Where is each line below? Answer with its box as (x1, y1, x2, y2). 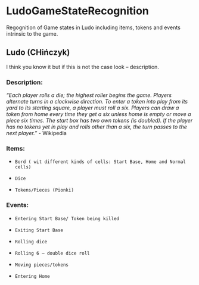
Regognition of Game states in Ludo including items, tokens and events (6, 24, 181, 31)
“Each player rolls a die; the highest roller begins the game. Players (6, 92, 172, 99)
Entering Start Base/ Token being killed (14, 215, 119, 221)
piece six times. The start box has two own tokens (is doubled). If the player (6, 117, 193, 124)
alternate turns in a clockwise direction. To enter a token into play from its (6, 98, 188, 105)
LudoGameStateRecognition (6, 4, 149, 18)
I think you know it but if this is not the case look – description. (6, 63, 160, 70)
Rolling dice (14, 239, 48, 245)
